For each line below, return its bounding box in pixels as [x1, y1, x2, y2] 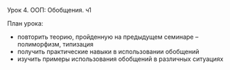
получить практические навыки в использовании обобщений [17, 48, 200, 55]
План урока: [7, 19, 44, 27]
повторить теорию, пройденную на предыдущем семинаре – [17, 33, 199, 41]
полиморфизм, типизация [17, 40, 94, 48]
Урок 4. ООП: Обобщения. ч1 [7, 6, 91, 14]
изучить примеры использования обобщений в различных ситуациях [17, 55, 224, 63]
